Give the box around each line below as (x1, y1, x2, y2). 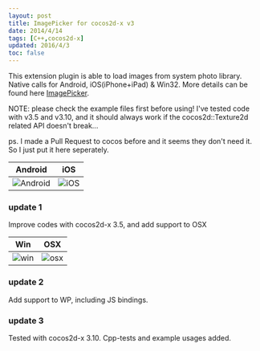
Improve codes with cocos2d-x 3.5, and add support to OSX (8, 220, 207, 230)
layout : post (8, 11, 52, 20)
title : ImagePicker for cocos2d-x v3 (8, 19, 135, 27)
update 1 (8, 202, 43, 213)
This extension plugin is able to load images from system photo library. (8, 71, 242, 80)
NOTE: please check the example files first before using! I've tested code (8, 104, 250, 113)
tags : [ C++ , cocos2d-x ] (8, 34, 84, 43)
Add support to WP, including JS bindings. (8, 295, 148, 304)
